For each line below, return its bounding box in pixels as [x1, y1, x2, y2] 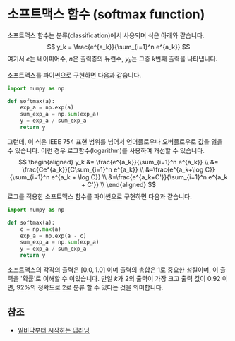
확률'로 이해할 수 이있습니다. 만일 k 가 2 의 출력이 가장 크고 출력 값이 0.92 [22, 275, 221, 283]
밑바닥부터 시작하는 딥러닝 [17, 325, 90, 334]
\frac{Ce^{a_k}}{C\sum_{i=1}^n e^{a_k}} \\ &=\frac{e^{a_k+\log [22, 165, 204, 174]
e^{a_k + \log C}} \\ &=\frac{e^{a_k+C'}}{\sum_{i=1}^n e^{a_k [51, 172, 228, 181]
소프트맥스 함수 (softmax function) [7, 6, 205, 23]
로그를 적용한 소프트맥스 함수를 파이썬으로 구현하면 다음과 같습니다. [7, 192, 192, 201]
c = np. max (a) [20, 225, 61, 233]
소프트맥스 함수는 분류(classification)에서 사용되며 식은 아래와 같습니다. [7, 31, 205, 40]
